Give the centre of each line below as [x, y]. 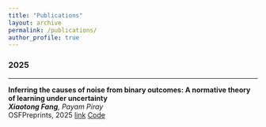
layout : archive [35, 23]
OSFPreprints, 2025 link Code [57, 114]
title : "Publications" [46, 15]
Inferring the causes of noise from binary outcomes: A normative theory [129, 90]
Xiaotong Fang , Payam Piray [56, 106]
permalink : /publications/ [53, 30]
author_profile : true [44, 37]
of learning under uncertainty [58, 98]
